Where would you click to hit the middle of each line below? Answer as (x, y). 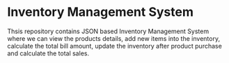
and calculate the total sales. (48, 53)
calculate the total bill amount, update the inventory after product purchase (115, 46)
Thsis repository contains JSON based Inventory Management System (108, 31)
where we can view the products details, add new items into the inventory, (114, 38)
